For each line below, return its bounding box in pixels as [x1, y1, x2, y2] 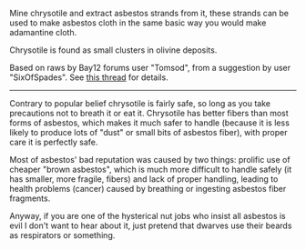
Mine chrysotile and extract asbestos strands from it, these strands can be [9, 8, 290, 18]
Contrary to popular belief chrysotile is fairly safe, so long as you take [9, 98, 271, 108]
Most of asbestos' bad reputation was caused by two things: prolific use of [9, 155, 291, 165]
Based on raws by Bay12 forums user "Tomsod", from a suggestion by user [9, 63, 291, 73]
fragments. [9, 193, 51, 204]
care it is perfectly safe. [9, 136, 98, 147]
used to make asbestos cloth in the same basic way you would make [9, 17, 267, 28]
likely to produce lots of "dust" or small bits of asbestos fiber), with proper [9, 127, 288, 137]
